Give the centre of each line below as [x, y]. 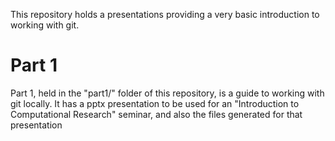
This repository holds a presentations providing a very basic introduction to [165, 14]
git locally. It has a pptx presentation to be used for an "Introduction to [155, 103]
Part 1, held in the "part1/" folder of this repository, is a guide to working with [167, 93]
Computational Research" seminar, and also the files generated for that [156, 114]
